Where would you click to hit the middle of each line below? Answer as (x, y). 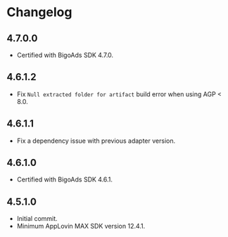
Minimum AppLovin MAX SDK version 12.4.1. (81, 226)
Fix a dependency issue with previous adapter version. (96, 141)
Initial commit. (37, 219)
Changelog (39, 12)
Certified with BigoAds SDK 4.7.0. (65, 55)
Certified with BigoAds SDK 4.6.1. (65, 179)
